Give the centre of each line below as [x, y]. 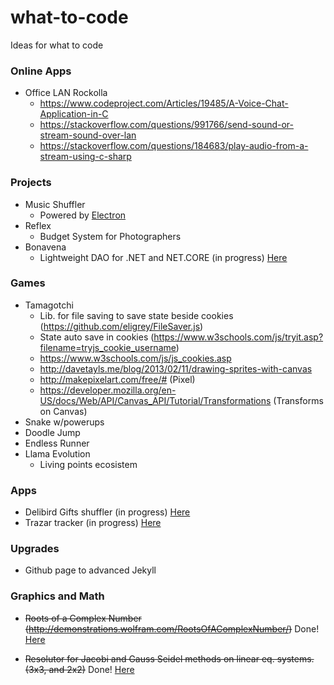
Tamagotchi [49, 305]
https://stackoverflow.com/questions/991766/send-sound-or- [166, 125]
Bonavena [45, 247]
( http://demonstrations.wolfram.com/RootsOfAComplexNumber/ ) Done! [172, 628]
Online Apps [41, 71]
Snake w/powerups [64, 422]
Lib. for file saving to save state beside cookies [136, 315]
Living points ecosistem [88, 464]
